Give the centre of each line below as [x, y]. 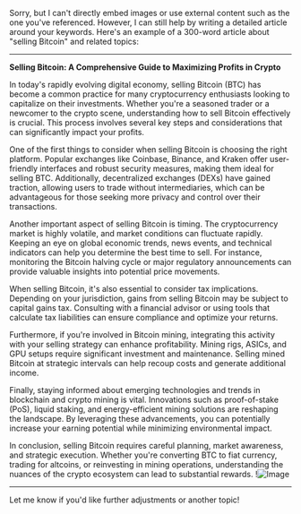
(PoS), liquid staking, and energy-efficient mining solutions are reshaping [144, 409]
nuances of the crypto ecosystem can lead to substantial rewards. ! [133, 474]
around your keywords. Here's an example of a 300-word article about [140, 32]
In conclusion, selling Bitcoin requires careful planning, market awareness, [146, 445]
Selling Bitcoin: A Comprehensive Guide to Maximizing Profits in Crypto [145, 67]
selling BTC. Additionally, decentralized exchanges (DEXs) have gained [140, 178]
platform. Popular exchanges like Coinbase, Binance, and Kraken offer [139, 159]
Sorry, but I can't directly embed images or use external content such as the [150, 13]
